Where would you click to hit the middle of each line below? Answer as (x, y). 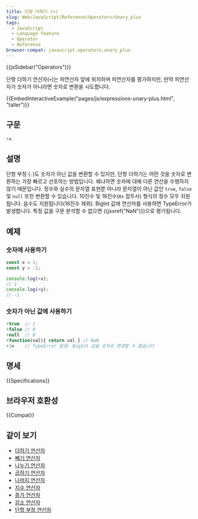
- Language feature (35, 34)
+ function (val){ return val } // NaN (53, 341)
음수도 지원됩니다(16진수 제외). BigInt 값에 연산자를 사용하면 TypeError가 (108, 204)
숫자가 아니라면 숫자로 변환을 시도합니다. (64, 86)
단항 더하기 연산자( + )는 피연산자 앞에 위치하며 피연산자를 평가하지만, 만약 (90, 79)
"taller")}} (18, 105)
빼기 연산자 (27, 458)
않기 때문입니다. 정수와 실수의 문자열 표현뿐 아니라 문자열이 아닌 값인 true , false (99, 189)
